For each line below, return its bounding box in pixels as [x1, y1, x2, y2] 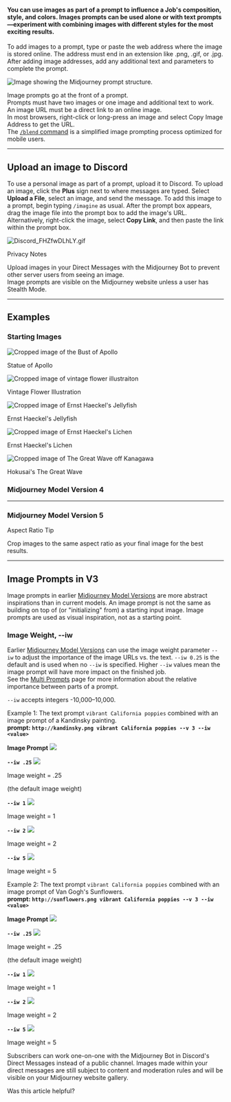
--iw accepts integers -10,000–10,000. [7, 696, 116, 704]
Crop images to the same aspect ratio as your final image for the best [7, 539, 203, 548]
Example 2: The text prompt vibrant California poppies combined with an [7, 880, 220, 889]
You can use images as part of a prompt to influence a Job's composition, [7, 5, 221, 14]
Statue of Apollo [7, 361, 53, 369]
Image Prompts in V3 [7, 573, 99, 585]
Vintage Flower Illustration [7, 387, 81, 396]
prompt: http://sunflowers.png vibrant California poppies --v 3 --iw [7, 895, 214, 903]
